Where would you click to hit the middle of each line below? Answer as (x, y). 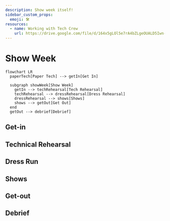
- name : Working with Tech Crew (44, 29)
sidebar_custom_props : (29, 15)
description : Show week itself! (39, 10)
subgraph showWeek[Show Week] (41, 85)
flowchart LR (19, 72)
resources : (17, 24)
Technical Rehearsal (38, 144)
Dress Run (22, 162)
